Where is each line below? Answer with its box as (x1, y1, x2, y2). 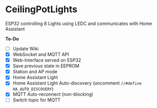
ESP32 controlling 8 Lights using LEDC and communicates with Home (5, 20, 152, 26)
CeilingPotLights (5, 4, 78, 15)
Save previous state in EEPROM (12, 63, 80, 69)
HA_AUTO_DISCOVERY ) (12, 86, 54, 92)
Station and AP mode (12, 69, 58, 75)
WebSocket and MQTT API (12, 51, 69, 57)
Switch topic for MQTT (12, 97, 61, 103)
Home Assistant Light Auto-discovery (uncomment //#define (12, 80, 142, 86)
